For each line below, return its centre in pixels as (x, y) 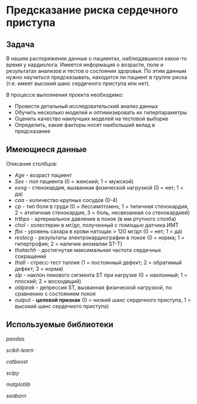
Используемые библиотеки (60, 324)
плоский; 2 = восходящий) (48, 281)
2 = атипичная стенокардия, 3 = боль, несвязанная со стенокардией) (102, 213)
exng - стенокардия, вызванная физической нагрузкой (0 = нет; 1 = (99, 187)
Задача (20, 44)
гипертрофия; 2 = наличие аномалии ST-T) (68, 244)
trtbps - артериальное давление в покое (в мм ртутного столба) (95, 218)
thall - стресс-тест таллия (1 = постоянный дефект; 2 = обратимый (98, 262)
